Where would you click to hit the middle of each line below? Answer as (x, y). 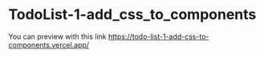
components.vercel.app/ (49, 44)
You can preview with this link (57, 36)
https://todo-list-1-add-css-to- (158, 36)
